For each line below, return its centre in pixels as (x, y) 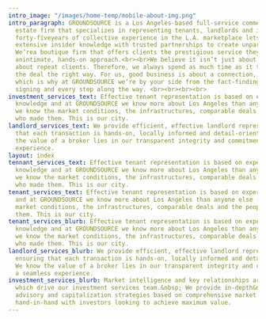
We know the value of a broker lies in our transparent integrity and (134, 266)
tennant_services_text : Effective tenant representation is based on (125, 163)
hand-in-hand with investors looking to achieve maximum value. (123, 302)
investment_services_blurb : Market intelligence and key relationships (129, 281)
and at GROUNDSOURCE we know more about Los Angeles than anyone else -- (139, 199)
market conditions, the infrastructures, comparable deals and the (129, 207)
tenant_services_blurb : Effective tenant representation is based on (125, 222)
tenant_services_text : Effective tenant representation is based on (123, 192)
